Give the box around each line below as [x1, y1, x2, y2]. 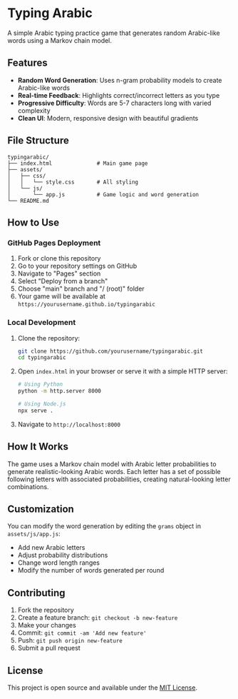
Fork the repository [17, 605, 75, 615]
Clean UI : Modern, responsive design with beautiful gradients [17, 114, 199, 122]
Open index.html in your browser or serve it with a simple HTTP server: [17, 367, 228, 376]
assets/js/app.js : [7, 530, 61, 538]
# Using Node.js [17, 401, 66, 408]
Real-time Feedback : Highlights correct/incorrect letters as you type [17, 91, 220, 99]
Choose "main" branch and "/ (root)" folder [17, 284, 145, 293]
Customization [7, 503, 75, 515]
